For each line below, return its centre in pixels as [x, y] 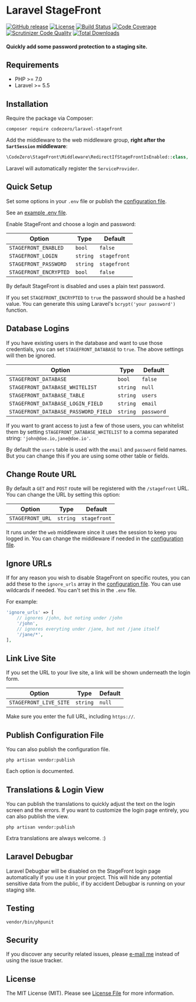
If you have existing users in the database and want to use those [84, 342]
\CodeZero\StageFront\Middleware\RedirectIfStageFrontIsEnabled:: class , [97, 157]
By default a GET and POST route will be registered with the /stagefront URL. [98, 488]
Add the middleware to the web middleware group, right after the [86, 140]
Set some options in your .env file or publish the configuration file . [86, 201]
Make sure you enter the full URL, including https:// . [71, 717]
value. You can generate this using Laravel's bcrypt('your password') [91, 303]
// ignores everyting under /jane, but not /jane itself [88, 629]
